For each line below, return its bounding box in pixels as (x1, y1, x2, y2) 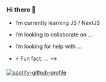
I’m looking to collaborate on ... (15, 31, 93, 38)
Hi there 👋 (6, 5, 37, 14)
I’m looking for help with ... (15, 43, 82, 50)
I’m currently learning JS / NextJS (15, 19, 101, 27)
